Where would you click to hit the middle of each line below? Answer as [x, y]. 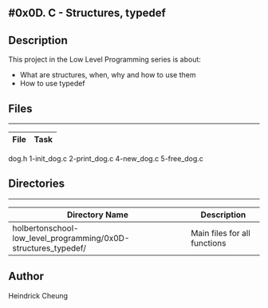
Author [26, 276]
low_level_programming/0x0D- [71, 238]
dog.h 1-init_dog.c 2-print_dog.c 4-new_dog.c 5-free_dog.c [106, 159]
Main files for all [221, 233]
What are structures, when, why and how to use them [108, 75]
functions [209, 243]
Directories [37, 184]
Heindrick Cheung [38, 295]
